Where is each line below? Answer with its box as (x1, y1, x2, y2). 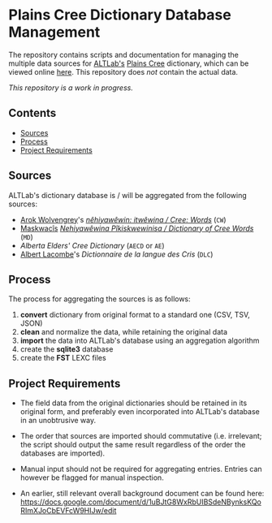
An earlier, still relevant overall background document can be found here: (19, 489, 265, 499)
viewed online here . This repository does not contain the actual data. (8, 67, 238, 76)
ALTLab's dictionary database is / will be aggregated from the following (8, 190, 247, 200)
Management (8, 23, 101, 41)
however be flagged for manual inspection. (19, 473, 164, 482)
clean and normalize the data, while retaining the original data (19, 327, 228, 337)
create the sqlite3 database (19, 344, 114, 354)
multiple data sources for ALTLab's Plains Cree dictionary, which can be (8, 58, 249, 68)
